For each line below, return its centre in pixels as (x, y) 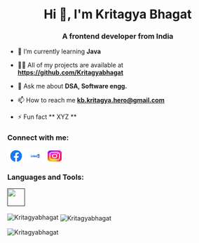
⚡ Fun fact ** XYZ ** (47, 117)
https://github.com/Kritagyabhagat (70, 72)
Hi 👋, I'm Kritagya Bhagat (118, 14)
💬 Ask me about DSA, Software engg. (72, 86)
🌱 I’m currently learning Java (59, 51)
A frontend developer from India (118, 37)
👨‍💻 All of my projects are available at (70, 65)
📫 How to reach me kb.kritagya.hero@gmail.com (91, 100)
